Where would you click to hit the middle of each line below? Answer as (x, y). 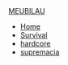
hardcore (35, 43)
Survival (34, 35)
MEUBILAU (27, 11)
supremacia (40, 52)
